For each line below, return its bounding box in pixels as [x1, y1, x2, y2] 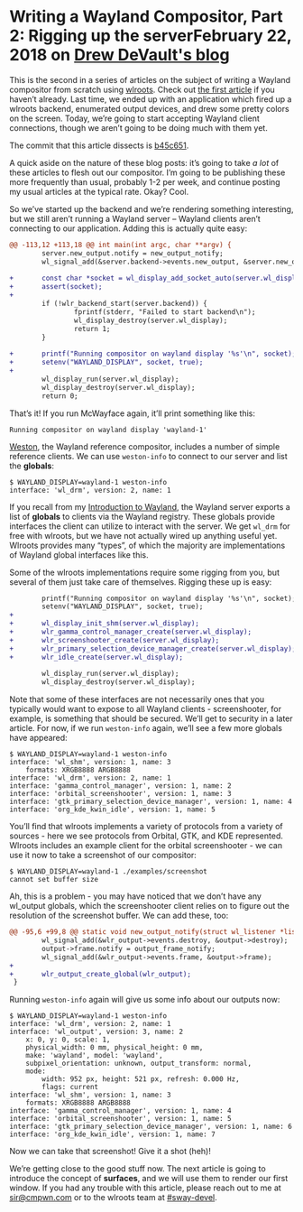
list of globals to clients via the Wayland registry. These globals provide [9, 511, 275, 522]
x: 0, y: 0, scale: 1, [25, 1035, 111, 1044]
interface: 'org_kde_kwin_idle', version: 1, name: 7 [9, 1130, 216, 1139]
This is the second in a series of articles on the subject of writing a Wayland [9, 74, 291, 85]
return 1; [73, 324, 111, 333]
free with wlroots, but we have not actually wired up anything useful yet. [9, 530, 278, 541]
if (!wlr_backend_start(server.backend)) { [41, 300, 207, 309]
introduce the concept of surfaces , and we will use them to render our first [9, 1173, 289, 1184]
